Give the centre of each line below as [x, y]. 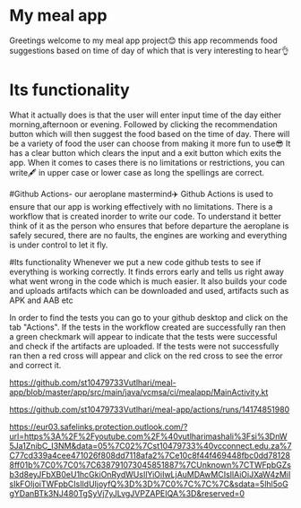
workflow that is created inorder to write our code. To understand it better [146, 216]
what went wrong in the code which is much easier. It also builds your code [148, 281]
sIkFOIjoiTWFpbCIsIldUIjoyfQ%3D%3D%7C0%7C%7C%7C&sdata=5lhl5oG [149, 484]
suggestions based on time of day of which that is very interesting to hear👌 [149, 50]
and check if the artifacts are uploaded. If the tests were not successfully [144, 346]
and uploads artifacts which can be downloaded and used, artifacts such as [149, 290]
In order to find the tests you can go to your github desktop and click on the [149, 317]
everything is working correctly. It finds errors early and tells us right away [147, 271]
